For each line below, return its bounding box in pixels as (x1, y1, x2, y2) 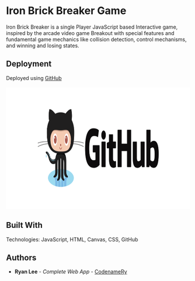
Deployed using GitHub (6, 74, 62, 81)
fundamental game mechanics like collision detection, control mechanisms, (6, 36, 187, 43)
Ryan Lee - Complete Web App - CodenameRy (14, 268, 127, 275)
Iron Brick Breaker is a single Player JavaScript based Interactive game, (6, 23, 178, 30)
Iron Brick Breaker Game (6, 4, 127, 18)
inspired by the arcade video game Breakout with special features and (6, 29, 175, 36)
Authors (6, 252, 37, 262)
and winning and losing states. (6, 42, 80, 49)
